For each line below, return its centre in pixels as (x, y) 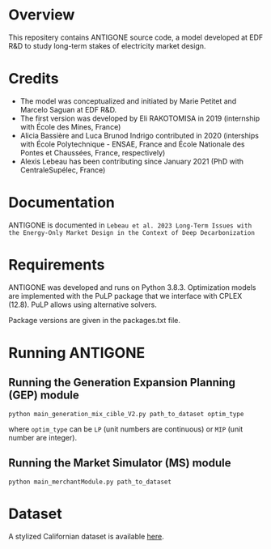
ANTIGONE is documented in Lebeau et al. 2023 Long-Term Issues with (130, 225)
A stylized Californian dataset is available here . (86, 536)
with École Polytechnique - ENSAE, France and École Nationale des (132, 144)
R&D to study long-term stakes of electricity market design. (107, 45)
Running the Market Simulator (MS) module (120, 463)
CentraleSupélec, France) (63, 170)
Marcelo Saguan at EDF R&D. (68, 109)
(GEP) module (44, 396)
